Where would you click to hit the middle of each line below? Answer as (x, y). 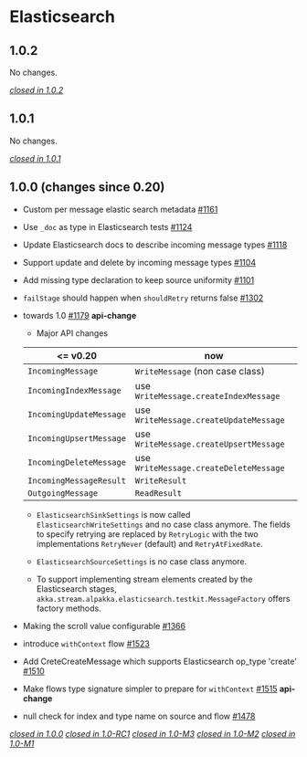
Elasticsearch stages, (76, 589)
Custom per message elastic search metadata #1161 (120, 209)
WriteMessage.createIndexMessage (207, 396)
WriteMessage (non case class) (200, 371)
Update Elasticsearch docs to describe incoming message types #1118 (155, 245)
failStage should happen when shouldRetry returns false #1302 (143, 298)
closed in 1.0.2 (37, 90)
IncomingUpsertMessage (76, 438)
